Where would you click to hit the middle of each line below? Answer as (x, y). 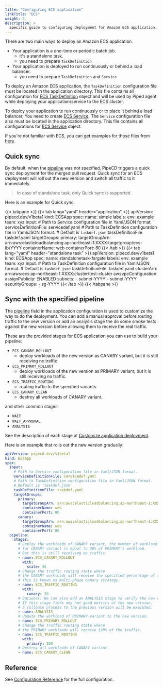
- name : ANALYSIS (35, 612)
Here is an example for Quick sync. (40, 202)
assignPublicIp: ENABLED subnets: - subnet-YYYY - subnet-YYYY (71, 279)
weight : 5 (15, 18)
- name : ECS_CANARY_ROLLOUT (46, 558)
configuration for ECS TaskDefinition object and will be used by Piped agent (81, 96)
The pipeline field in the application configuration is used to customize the (79, 311)
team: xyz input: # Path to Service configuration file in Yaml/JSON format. (78, 222)
